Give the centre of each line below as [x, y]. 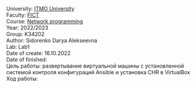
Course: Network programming [45, 21]
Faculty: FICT [23, 15]
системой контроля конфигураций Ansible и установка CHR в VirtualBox [98, 72]
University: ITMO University [40, 9]
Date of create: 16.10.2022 [38, 53]
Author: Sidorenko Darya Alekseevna [52, 40]
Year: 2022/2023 [27, 28]
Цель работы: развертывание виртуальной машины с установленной [95, 66]
